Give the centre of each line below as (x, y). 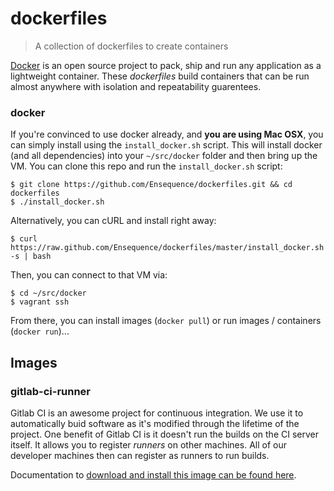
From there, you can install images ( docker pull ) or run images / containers (166, 321)
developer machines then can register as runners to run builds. (140, 455)
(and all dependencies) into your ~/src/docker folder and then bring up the (164, 156)
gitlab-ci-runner (51, 391)
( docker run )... (40, 331)
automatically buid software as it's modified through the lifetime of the (155, 423)
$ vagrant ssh (40, 302)
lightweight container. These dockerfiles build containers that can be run (160, 76)
